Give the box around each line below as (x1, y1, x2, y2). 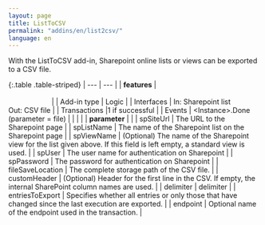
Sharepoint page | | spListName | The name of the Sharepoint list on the (8, 123, 245, 132)
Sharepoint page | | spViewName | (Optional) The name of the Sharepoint (8, 131, 250, 141)
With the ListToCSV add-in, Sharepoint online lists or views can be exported (8, 56, 258, 66)
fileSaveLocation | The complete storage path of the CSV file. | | (8, 165, 219, 175)
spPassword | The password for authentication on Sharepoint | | (8, 157, 219, 167)
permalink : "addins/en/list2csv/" (8, 26, 124, 34)
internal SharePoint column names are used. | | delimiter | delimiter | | (8, 182, 236, 192)
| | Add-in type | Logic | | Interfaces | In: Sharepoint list (51, 97, 231, 106)
